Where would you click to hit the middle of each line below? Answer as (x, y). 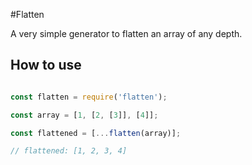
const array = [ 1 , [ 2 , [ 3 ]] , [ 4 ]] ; (84, 115)
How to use (46, 65)
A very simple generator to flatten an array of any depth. (126, 33)
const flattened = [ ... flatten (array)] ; (96, 133)
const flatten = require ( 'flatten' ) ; (89, 97)
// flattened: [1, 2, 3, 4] (69, 151)
